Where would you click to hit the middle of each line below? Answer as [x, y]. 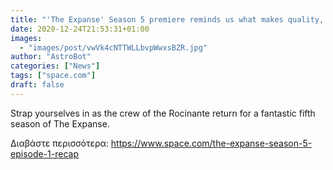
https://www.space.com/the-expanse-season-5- [211, 143]
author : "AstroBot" [51, 57]
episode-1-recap [44, 153]
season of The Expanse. [60, 123]
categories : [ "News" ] [55, 66]
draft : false [37, 85]
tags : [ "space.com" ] [53, 76]
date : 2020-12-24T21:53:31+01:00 [80, 29]
